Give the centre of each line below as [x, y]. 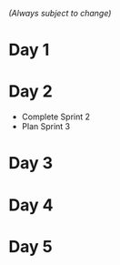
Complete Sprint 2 [56, 117]
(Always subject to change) [60, 13]
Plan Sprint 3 [45, 127]
